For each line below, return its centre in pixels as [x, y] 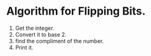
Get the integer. [35, 28]
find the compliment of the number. [59, 41]
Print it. [24, 47]
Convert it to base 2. [41, 34]
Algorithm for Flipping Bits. [76, 11]
